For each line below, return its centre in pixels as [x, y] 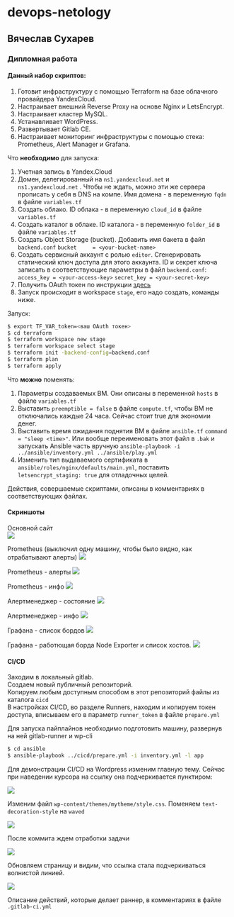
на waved [72, 811]
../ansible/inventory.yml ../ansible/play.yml [87, 452]
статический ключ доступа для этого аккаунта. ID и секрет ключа [117, 262]
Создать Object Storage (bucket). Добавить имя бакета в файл [111, 239]
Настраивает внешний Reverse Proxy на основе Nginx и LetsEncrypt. [121, 106]
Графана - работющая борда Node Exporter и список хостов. [99, 645]
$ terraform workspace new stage [57, 340]
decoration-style [33, 812]
